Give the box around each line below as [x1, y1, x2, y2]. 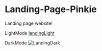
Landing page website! [5, 20, 53, 26]
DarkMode [5, 39, 27, 46]
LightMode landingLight [5, 30, 55, 36]
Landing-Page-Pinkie [5, 4, 97, 15]
